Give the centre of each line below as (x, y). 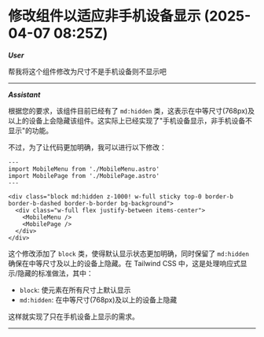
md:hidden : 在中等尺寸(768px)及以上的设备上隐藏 (98, 299)
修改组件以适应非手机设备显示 (105, 16)
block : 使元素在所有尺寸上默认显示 (75, 290)
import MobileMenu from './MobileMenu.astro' (84, 169)
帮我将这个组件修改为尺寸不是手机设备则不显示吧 (87, 71)
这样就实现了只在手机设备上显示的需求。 (73, 317)
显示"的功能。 (31, 130)
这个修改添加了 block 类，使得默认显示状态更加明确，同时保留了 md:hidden (129, 254)
